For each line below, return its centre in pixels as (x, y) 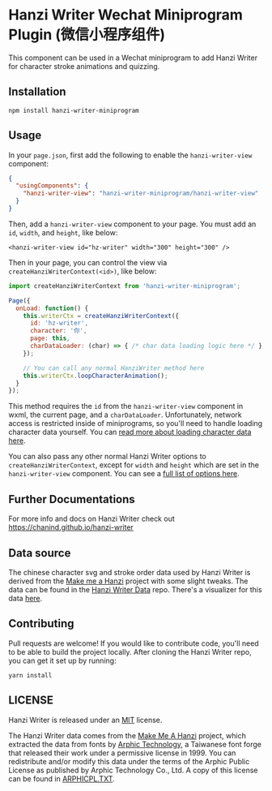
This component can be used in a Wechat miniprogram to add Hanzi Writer (133, 58)
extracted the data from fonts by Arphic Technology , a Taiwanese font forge (135, 744)
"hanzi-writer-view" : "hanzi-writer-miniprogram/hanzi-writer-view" (141, 193)
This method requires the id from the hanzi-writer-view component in (126, 406)
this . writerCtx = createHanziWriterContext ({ (101, 316)
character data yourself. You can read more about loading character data (130, 432)
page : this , (50, 338)
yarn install (30, 675)
